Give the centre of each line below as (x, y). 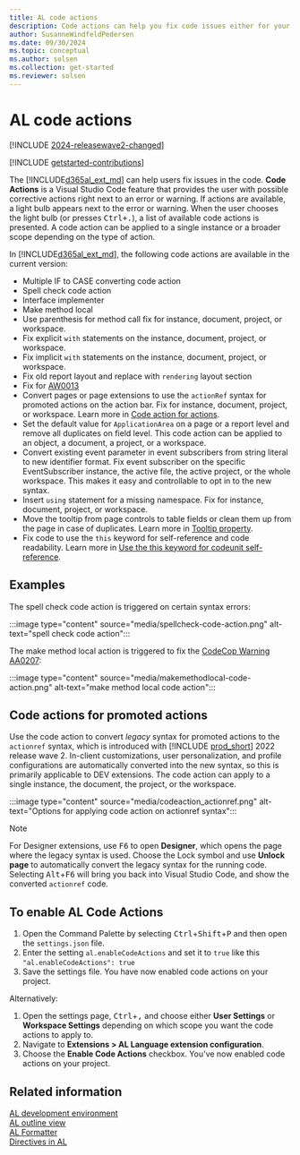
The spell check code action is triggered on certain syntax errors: (130, 606)
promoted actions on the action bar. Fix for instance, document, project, (155, 405)
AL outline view (38, 1122)
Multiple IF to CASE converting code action (102, 281)
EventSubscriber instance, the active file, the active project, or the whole (156, 471)
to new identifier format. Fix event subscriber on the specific (134, 461)
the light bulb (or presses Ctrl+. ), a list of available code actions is (134, 218)
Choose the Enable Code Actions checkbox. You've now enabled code (154, 1054)
